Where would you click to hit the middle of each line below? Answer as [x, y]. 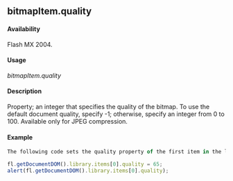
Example [20, 137]
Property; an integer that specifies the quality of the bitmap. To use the [109, 107]
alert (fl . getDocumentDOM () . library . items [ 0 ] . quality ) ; [88, 171]
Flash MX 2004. [30, 44]
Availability [24, 29]
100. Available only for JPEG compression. [68, 121]
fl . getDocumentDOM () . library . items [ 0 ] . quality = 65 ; [85, 164]
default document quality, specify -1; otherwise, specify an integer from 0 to [116, 114]
